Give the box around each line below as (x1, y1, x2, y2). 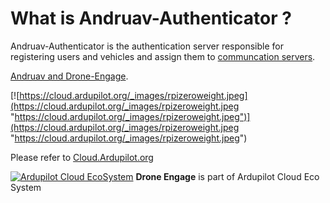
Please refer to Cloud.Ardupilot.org (10, 151, 154, 163)
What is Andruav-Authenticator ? (10, 7, 292, 30)
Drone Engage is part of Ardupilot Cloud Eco (135, 170, 320, 182)
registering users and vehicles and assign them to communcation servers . (10, 50, 316, 62)
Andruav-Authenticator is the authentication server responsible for (10, 40, 284, 52)
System (10, 181, 42, 193)
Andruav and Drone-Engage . (10, 70, 129, 82)
